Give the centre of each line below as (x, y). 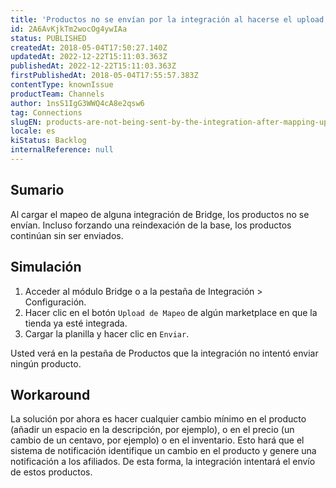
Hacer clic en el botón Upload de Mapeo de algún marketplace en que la (171, 312)
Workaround (50, 394)
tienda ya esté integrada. (76, 323)
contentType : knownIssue (62, 85)
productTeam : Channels (57, 94)
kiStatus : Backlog (48, 141)
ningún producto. (46, 363)
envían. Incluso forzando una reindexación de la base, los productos (151, 225)
